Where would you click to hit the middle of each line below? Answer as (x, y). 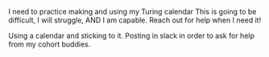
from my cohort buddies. (50, 44)
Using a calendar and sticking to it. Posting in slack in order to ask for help (132, 36)
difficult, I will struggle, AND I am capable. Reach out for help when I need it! (135, 20)
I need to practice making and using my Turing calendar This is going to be (132, 12)
